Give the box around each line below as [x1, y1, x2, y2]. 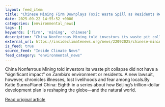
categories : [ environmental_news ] [5, 21, 76, 26]
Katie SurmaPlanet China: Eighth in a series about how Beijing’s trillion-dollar [5, 82, 160, 88]
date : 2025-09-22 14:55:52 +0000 [5, 16, 74, 21]
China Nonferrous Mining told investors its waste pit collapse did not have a [5, 66, 158, 72]
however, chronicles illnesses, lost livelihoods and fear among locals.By [5, 77, 150, 82]
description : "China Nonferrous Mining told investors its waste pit [5, 35, 151, 40]
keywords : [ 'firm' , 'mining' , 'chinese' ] [5, 30, 91, 35]
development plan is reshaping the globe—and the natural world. [5, 87, 137, 93]
